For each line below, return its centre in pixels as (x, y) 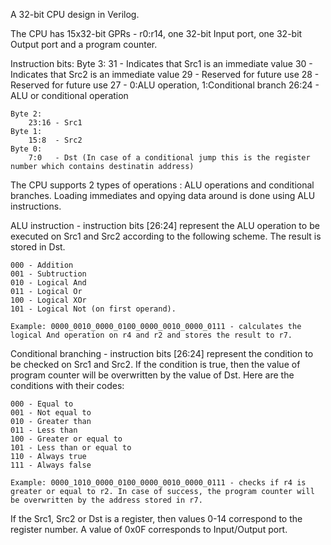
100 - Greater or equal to (66, 439)
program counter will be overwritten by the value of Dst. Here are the (152, 375)
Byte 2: (26, 114)
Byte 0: (26, 149)
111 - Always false (51, 465)
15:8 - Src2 (55, 140)
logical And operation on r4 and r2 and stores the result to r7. (151, 335)
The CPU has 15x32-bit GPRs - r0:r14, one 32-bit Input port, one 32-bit (156, 33)
